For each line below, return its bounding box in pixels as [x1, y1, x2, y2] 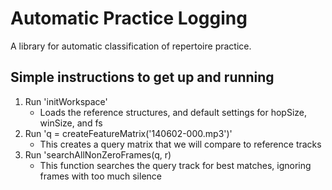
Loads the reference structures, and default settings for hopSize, [39, 106, 307, 118]
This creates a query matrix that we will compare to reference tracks [39, 138, 322, 150]
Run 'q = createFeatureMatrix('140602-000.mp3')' [24, 127, 233, 139]
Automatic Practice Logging [10, 7, 248, 30]
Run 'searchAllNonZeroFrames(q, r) [24, 148, 172, 161]
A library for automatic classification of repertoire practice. [10, 40, 252, 52]
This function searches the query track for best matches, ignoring [39, 159, 312, 171]
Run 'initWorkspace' [24, 95, 108, 107]
